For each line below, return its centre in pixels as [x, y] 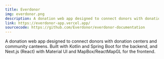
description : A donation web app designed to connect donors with [74, 18]
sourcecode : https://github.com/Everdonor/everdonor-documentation [75, 28]
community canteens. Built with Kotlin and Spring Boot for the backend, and [81, 46]
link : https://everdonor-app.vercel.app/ [48, 23]
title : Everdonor [23, 9]
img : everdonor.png [25, 14]
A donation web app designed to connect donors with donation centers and [81, 41]
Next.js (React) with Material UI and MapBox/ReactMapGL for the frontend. [80, 52]
